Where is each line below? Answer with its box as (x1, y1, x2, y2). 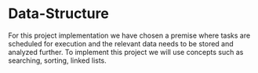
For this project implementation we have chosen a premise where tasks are (8, 31, 251, 40)
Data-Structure (8, 5, 110, 23)
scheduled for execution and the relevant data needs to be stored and (8, 38, 234, 48)
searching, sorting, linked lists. (8, 56, 107, 65)
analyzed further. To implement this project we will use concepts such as (8, 47, 244, 57)
